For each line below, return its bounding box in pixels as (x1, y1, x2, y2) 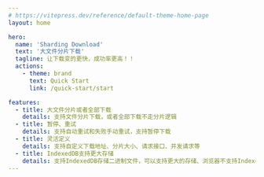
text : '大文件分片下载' (15, 48, 85, 56)
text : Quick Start (28, 76, 90, 85)
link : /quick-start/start (28, 84, 114, 92)
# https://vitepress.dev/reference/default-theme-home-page (8, 11, 210, 20)
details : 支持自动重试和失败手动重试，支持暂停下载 (22, 127, 171, 136)
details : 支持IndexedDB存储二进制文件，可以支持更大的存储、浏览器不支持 (22, 157, 238, 165)
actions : (15, 62, 44, 71)
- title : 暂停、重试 (15, 120, 77, 128)
